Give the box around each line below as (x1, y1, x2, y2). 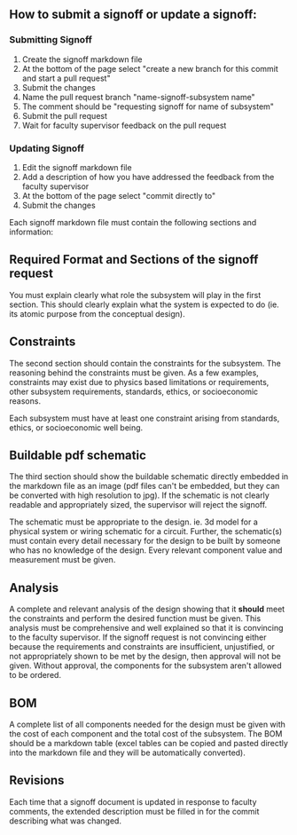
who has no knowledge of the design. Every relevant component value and (9, 545, 283, 555)
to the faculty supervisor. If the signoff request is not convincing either (9, 632, 268, 642)
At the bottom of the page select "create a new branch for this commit (21, 63, 279, 74)
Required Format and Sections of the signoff (9, 252, 259, 267)
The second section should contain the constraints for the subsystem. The (9, 358, 281, 368)
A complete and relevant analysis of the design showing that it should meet (9, 603, 285, 615)
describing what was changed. (9, 815, 122, 826)
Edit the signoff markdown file (21, 161, 132, 172)
